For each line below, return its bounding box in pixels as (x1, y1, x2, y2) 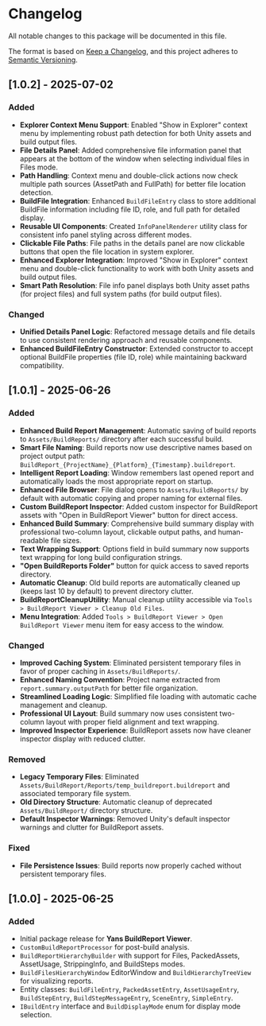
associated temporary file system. (19, 789, 132, 799)
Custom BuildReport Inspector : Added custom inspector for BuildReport (19, 502, 258, 511)
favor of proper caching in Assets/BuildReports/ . (19, 666, 181, 676)
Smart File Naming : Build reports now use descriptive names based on (19, 442, 253, 452)
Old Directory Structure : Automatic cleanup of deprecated (19, 797, 213, 807)
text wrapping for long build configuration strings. (19, 552, 183, 562)
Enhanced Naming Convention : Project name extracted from (19, 674, 221, 684)
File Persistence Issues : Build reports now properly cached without (19, 861, 242, 870)
